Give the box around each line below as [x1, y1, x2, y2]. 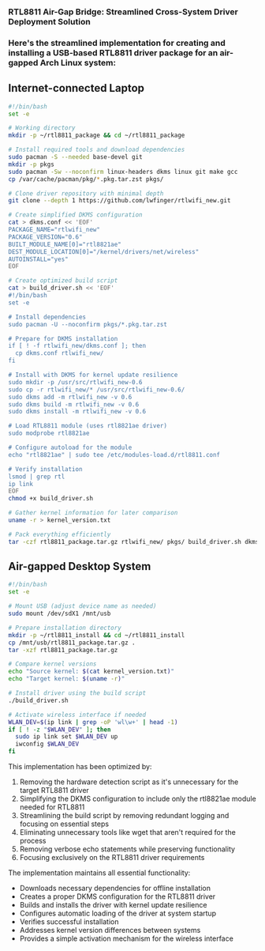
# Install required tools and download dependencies [8, 145, 185, 154]
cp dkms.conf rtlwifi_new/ [15, 349, 104, 357]
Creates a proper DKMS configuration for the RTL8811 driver [19, 892, 216, 901]
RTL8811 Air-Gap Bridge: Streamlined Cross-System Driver [8, 6, 238, 17]
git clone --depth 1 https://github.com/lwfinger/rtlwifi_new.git [8, 197, 231, 205]
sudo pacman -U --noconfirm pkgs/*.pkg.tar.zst [8, 320, 168, 328]
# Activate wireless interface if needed [8, 711, 147, 719]
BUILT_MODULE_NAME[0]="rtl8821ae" [8, 240, 122, 248]
